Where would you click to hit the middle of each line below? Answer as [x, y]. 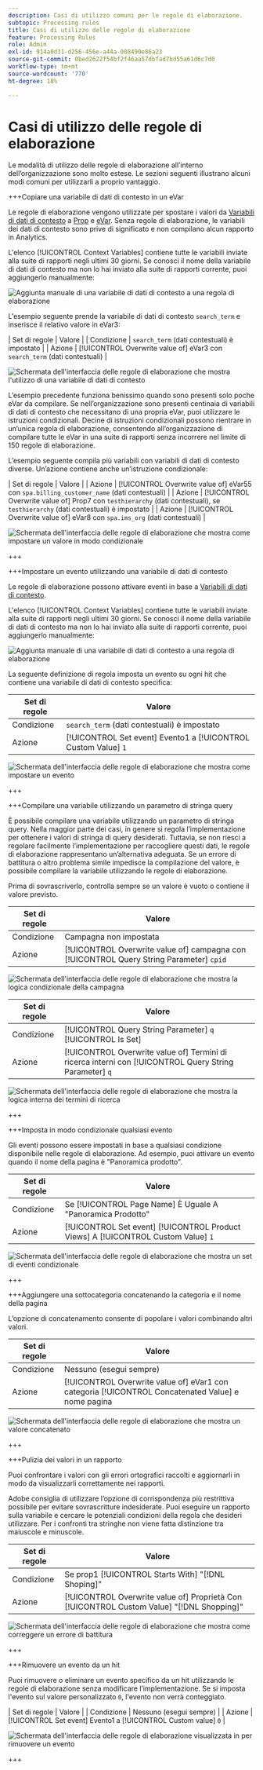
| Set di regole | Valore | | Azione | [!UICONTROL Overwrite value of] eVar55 [130, 485]
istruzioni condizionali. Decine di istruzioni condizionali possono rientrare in [130, 420]
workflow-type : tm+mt [43, 67]
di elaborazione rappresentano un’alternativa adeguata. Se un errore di [122, 854]
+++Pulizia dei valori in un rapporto [65, 1460]
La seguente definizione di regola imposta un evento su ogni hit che [117, 674]
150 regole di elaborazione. [52, 445]
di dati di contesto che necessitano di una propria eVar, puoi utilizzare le [124, 412]
